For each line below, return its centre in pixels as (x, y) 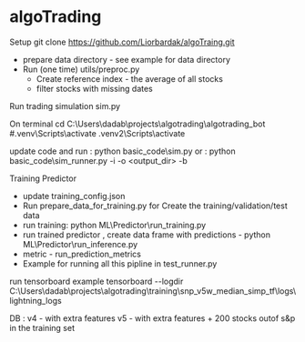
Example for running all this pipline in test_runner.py (120, 263)
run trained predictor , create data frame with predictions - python (147, 235)
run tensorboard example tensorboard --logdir (97, 281)
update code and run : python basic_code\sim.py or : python (122, 151)
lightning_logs (36, 300)
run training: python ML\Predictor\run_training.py (114, 225)
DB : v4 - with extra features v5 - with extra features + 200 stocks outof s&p (152, 318)
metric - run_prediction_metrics (82, 254)
